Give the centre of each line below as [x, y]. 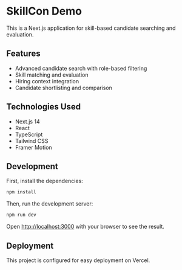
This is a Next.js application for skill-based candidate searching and [91, 28]
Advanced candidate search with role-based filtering [81, 68]
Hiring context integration [47, 81]
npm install [21, 192]
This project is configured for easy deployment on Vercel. [78, 260]
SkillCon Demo [44, 11]
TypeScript [29, 134]
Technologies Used [43, 107]
